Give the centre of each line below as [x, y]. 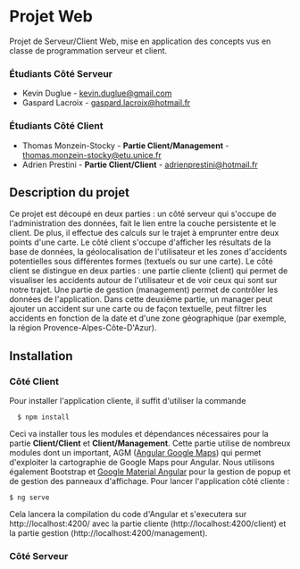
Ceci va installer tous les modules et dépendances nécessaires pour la [139, 434]
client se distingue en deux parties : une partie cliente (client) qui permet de [149, 271]
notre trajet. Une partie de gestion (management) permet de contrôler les [144, 290]
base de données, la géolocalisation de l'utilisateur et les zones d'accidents [148, 252]
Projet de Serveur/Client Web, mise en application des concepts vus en [140, 41]
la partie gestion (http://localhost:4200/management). [108, 533]
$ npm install [43, 417]
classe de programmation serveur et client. [88, 50]
